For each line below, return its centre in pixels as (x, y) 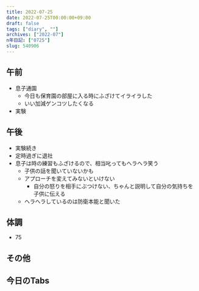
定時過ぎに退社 (34, 156)
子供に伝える (49, 193)
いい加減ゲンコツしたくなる (59, 103)
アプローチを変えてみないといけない (69, 178)
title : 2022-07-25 (30, 12)
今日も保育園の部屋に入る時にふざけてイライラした (88, 96)
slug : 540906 (23, 46)
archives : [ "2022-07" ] (35, 35)
